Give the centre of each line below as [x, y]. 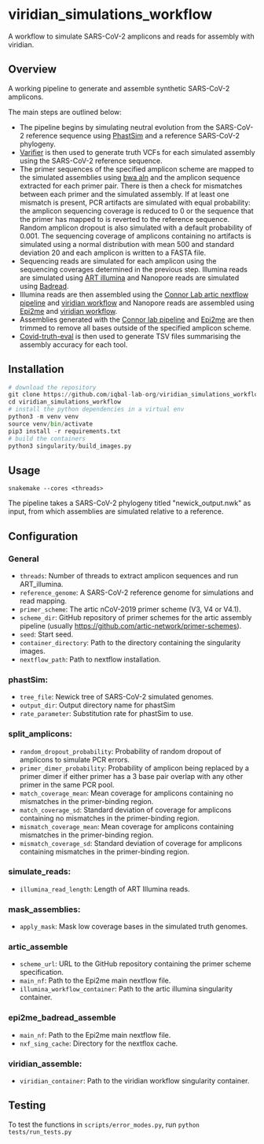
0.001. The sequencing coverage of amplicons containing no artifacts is [135, 236]
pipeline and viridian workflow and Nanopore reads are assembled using [137, 303]
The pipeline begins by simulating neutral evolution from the [117, 127]
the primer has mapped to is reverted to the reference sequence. [125, 219]
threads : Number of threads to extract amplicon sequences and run [129, 575]
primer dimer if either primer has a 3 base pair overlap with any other [131, 776]
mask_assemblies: [44, 909]
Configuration [43, 536]
